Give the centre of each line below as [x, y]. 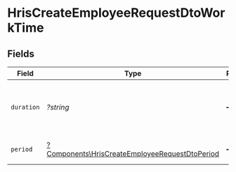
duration [25, 107]
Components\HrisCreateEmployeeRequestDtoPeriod [133, 154]
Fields [21, 54]
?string [58, 107]
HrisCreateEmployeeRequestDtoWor [116, 13]
